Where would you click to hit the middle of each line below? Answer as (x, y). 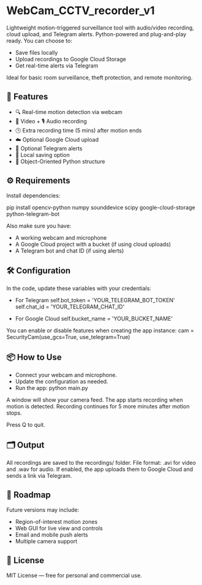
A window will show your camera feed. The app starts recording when (95, 400)
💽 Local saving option (43, 155)
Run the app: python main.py (52, 388)
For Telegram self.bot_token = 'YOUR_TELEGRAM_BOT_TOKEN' (95, 300)
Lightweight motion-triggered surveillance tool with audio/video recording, (100, 28)
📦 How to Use (34, 357)
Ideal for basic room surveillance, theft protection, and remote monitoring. (99, 77)
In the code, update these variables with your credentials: (79, 288)
